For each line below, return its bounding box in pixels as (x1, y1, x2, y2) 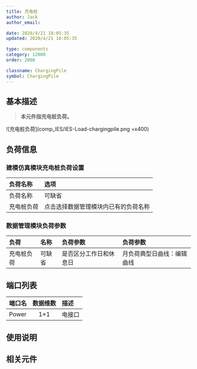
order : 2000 (6, 57, 35, 63)
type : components (6, 46, 49, 52)
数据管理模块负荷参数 (6, 222, 66, 230)
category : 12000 (6, 52, 46, 58)
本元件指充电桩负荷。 (20, 113, 72, 120)
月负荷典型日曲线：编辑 (122, 250, 188, 258)
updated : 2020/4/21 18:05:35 (6, 36, 77, 42)
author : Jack (6, 14, 38, 20)
